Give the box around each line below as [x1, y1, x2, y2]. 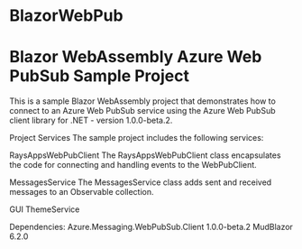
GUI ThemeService [9, 204, 80, 215]
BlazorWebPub [9, 5, 124, 26]
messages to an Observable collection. [9, 187, 155, 198]
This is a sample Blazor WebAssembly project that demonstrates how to [9, 96, 277, 106]
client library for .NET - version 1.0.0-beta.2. [9, 115, 173, 126]
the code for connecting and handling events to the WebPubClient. [9, 160, 257, 171]
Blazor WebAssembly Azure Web [9, 47, 262, 68]
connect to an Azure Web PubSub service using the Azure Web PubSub [9, 106, 276, 116]
